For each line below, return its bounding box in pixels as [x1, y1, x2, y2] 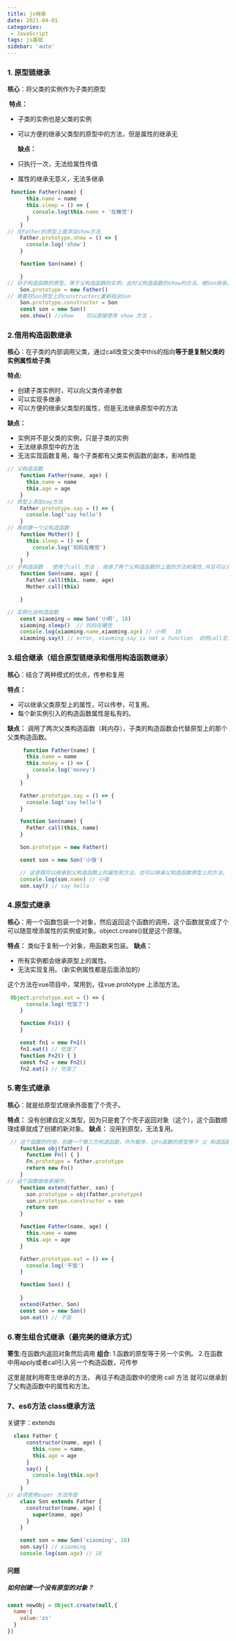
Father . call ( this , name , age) [25, 577, 114, 584]
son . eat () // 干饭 [20, 1314, 72, 1321]
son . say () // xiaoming [20, 1543, 86, 1551]
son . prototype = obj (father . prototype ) [25, 1190, 143, 1197]
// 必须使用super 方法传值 [7, 1492, 78, 1499]
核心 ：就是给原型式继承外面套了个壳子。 [7, 1100, 124, 1109]
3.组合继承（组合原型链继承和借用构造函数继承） [7, 653, 173, 662]
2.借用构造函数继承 [7, 330, 72, 340]
